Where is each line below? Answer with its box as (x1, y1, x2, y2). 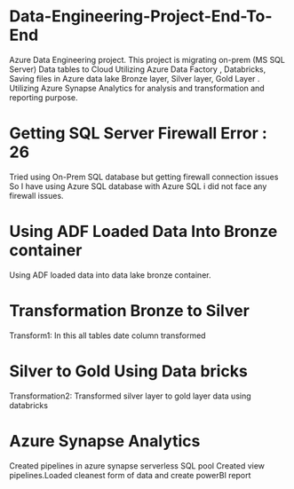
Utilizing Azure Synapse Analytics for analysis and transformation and (9, 83, 265, 93)
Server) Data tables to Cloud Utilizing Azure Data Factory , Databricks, (9, 64, 266, 75)
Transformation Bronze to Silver (9, 301, 250, 320)
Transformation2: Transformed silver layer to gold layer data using (9, 390, 251, 401)
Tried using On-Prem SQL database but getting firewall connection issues (9, 171, 279, 182)
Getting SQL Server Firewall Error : (9, 123, 268, 144)
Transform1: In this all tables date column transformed (9, 330, 206, 341)
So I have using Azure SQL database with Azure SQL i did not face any (9, 180, 267, 192)
